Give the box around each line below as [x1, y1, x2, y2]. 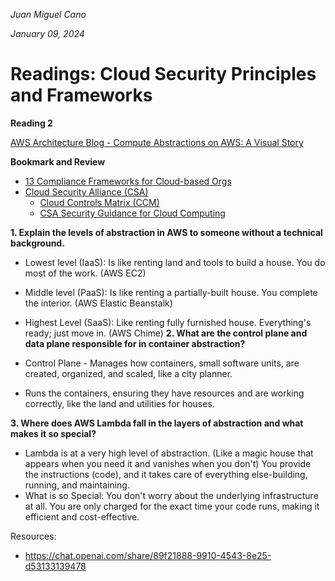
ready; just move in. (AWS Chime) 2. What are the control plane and [24, 327, 308, 339]
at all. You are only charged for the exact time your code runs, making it [24, 500, 320, 512]
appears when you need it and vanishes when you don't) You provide [24, 457, 312, 469]
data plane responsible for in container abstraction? [24, 337, 246, 349]
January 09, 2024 [10, 28, 85, 39]
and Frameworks [10, 84, 153, 107]
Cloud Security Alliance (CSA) [24, 185, 149, 198]
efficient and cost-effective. [24, 510, 140, 523]
